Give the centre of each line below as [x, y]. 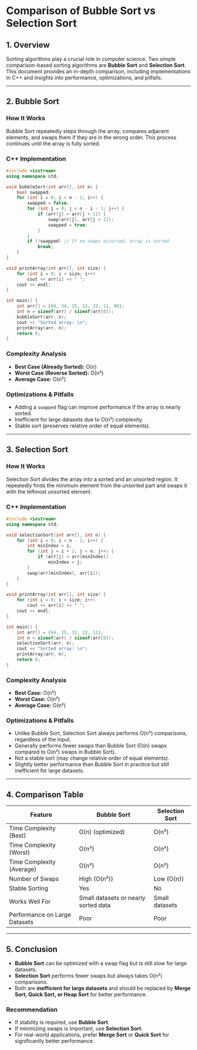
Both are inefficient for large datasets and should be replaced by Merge [103, 988]
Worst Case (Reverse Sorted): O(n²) [59, 373]
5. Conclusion [32, 949]
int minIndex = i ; [50, 546]
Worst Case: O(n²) [37, 699]
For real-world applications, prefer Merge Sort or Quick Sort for [92, 1035]
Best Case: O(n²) [35, 693]
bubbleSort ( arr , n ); [42, 317]
